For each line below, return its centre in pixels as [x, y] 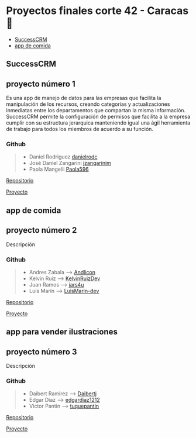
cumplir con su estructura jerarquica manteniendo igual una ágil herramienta [98, 123]
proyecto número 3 [42, 352]
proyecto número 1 [41, 84]
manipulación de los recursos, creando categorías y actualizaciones [88, 104]
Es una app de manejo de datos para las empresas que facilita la [84, 98]
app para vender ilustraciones [62, 332]
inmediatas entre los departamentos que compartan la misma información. [96, 111]
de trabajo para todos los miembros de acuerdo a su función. [80, 129]
